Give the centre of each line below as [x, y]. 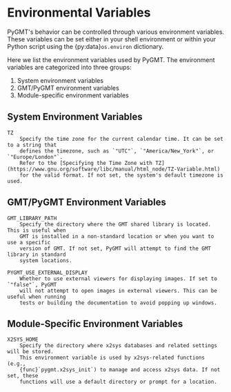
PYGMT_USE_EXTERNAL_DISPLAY [48, 273]
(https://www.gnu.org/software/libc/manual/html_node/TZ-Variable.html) [114, 169]
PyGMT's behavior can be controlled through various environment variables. [116, 32]
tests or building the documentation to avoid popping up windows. [118, 303]
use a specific [29, 242]
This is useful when [37, 230]
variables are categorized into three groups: [70, 67]
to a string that [32, 145]
